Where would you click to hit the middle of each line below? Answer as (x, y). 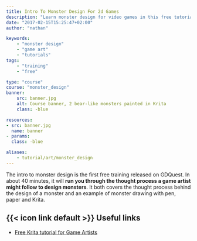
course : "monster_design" (38, 88)
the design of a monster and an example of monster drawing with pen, (91, 193)
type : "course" (25, 82)
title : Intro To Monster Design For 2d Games (62, 11)
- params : (18, 136)
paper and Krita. (26, 199)
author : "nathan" (27, 28)
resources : (19, 120)
